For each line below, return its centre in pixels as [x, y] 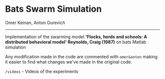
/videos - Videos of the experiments [42, 71]
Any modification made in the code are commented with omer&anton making [82, 56]
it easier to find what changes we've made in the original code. [69, 62]
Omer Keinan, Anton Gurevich [35, 23]
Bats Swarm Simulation [54, 9]
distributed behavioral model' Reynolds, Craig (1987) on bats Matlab [76, 42]
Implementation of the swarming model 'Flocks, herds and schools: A [76, 37]
